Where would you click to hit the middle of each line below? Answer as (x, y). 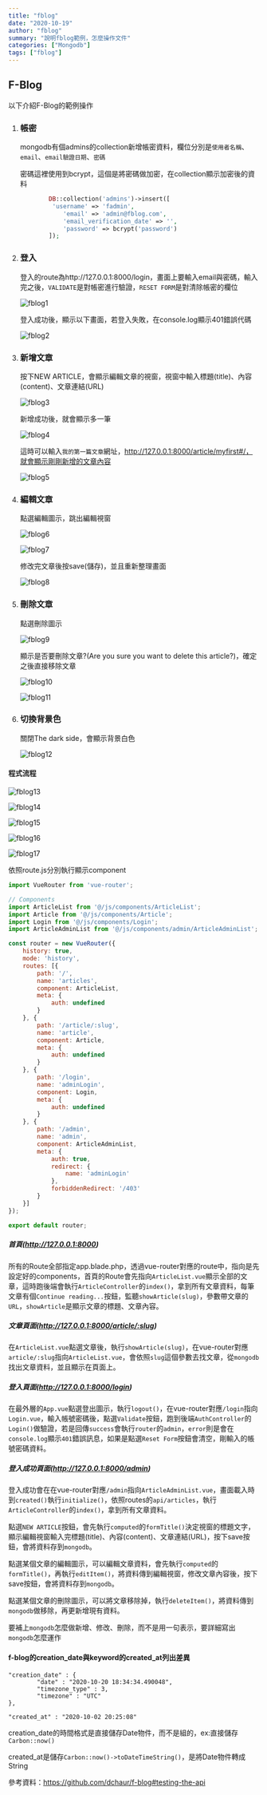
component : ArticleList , (78, 988)
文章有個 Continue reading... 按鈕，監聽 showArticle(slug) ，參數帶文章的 (128, 1296)
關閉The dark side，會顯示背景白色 (77, 738)
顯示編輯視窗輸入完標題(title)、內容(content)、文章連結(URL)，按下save (126, 1537)
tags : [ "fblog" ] (35, 53)
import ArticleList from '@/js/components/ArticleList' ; (105, 907)
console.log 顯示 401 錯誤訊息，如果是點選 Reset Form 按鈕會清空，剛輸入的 (128, 1439)
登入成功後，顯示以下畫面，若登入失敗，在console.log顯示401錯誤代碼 (135, 319)
